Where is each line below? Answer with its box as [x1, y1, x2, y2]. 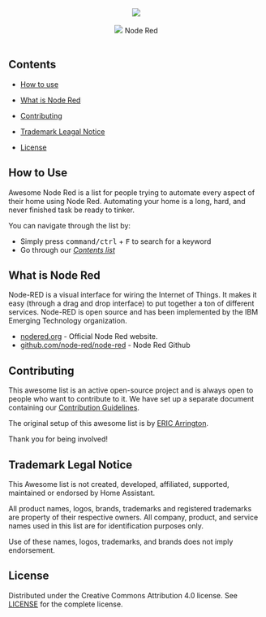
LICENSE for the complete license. [8, 599, 123, 609]
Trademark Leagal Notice [19, 126, 105, 137]
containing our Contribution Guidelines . [8, 402, 140, 413]
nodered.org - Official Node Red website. [19, 332, 158, 341]
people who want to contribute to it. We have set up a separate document [8, 394, 255, 404]
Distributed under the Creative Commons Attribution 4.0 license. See [8, 590, 238, 600]
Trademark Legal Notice [8, 458, 133, 471]
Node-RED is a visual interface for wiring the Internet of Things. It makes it [8, 290, 257, 300]
